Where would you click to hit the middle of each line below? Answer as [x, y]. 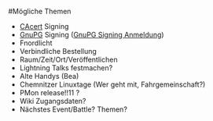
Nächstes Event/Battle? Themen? [73, 109]
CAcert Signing [44, 26]
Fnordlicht [36, 43]
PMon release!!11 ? [50, 93]
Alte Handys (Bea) [49, 76]
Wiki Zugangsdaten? [53, 101]
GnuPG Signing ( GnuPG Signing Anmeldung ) [92, 35]
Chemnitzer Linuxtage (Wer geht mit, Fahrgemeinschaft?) [112, 84]
